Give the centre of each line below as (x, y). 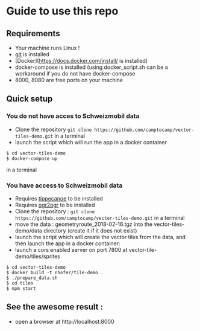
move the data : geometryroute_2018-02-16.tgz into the (83, 224)
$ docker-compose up (32, 158)
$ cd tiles (20, 283)
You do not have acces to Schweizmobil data (73, 116)
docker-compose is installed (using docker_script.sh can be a (92, 67)
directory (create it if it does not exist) (90, 230)
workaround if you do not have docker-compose (75, 73)
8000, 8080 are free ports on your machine (69, 80)
